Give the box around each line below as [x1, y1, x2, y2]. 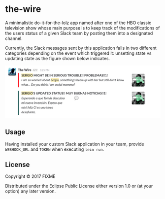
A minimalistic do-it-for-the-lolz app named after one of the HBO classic [5, 20, 152, 26]
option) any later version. [5, 188, 56, 194]
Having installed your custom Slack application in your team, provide [5, 141, 144, 147]
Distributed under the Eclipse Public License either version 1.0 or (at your [5, 183, 153, 189]
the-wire [5, 3, 41, 15]
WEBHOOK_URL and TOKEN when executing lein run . [5, 146, 104, 152]
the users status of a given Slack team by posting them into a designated [5, 30, 153, 36]
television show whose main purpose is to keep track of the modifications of [5, 25, 160, 31]
